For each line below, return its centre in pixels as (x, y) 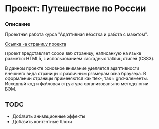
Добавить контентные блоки (42, 122)
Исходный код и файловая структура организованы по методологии (77, 84)
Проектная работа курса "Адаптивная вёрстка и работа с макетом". (77, 34)
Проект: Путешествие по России (76, 9)
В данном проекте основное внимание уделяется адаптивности (72, 68)
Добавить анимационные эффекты (49, 116)
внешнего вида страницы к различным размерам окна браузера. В (76, 74)
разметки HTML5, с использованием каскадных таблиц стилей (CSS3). (80, 59)
